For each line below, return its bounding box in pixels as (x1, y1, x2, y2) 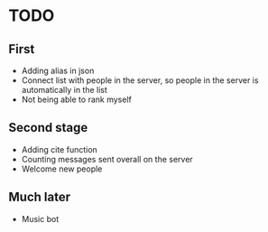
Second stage (8, 120, 88, 135)
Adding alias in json (21, 65, 95, 76)
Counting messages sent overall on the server (21, 153, 193, 164)
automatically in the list (21, 85, 107, 95)
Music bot (21, 213, 60, 224)
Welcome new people (21, 163, 103, 174)
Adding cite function (21, 144, 98, 154)
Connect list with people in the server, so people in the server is (21, 75, 259, 86)
